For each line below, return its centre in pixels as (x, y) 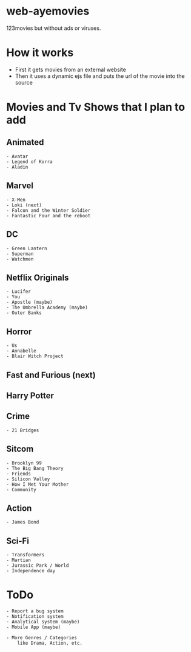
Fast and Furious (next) (51, 375)
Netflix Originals (38, 277)
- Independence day (31, 571)
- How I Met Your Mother (38, 484)
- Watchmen (20, 259)
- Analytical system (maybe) (43, 622)
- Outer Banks (24, 313)
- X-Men (16, 200)
